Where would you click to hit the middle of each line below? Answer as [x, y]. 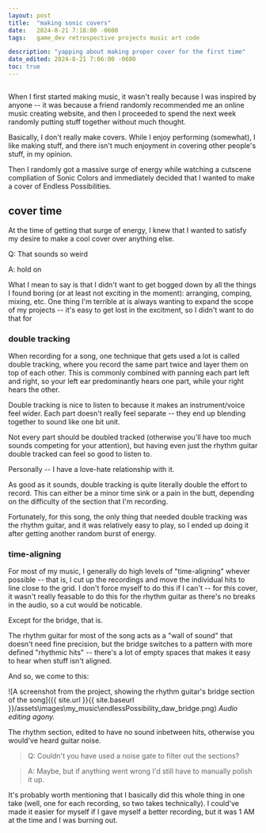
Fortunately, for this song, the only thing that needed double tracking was [128, 516]
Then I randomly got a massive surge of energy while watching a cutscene [130, 169]
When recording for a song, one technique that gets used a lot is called [124, 356]
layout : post [30, 15]
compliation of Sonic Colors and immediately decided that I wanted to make [131, 177]
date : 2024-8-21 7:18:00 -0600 [63, 30]
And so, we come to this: [49, 676]
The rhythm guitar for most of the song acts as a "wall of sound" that [121, 636]
